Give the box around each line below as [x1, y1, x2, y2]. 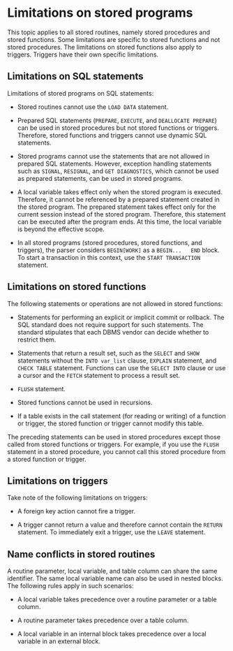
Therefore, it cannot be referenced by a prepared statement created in [17, 195, 220, 203]
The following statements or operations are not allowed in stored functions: [7, 299, 223, 308]
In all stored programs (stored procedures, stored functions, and [17, 238, 202, 247]
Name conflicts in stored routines [7, 548, 156, 560]
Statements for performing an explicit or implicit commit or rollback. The [17, 313, 225, 321]
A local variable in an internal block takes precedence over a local [17, 630, 207, 638]
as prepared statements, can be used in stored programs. [17, 174, 183, 182]
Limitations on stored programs [7, 5, 193, 21]
